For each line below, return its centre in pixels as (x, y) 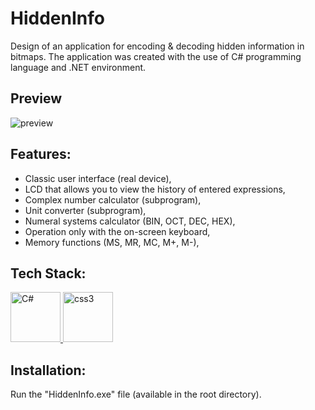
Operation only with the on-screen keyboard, (117, 231)
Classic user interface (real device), (98, 178)
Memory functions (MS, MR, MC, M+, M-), (112, 242)
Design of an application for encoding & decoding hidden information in (157, 46)
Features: (41, 154)
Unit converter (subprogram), (85, 210)
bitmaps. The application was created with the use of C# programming (156, 56)
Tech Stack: (48, 273)
